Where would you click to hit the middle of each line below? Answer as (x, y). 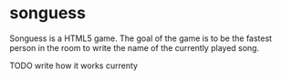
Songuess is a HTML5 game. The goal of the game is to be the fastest (140, 38)
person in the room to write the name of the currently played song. (135, 47)
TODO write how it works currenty (74, 65)
